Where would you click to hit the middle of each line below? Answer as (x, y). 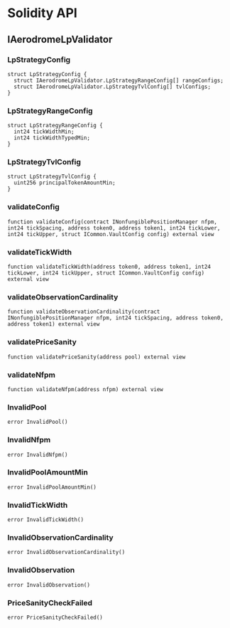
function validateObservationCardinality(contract (84, 312)
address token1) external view (54, 324)
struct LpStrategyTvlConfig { (52, 177)
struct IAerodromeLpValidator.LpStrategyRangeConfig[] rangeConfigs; (119, 80)
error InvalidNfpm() (38, 454)
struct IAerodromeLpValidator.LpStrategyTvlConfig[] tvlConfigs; (113, 87)
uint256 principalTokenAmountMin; (65, 183)
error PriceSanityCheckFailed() (55, 618)
